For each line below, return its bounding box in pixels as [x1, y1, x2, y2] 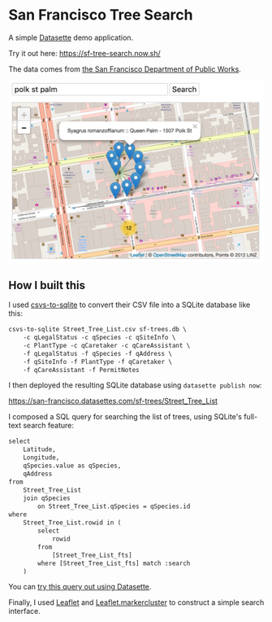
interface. [8, 607, 41, 616]
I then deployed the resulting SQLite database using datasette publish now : [8, 380, 262, 390]
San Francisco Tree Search [8, 6, 193, 24]
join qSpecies [23, 494, 71, 502]
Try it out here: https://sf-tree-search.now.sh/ [8, 48, 161, 58]
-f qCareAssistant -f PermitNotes [23, 366, 140, 375]
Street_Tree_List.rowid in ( [23, 519, 122, 527]
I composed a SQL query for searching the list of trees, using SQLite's [8, 412, 242, 422]
